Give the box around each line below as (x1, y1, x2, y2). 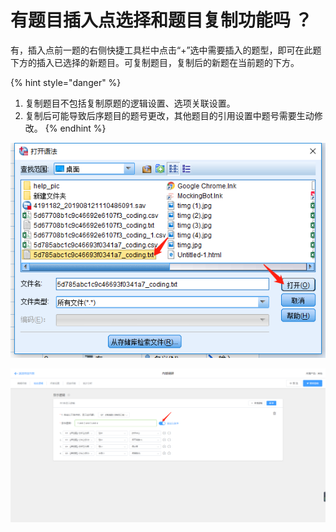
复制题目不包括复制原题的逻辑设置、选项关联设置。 (24, 97, 236, 109)
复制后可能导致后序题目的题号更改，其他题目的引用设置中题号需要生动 (24, 109, 315, 121)
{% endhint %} (44, 122, 107, 134)
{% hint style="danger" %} (10, 76, 122, 88)
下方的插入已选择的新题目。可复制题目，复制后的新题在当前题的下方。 (10, 56, 300, 68)
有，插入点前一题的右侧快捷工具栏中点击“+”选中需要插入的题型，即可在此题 (10, 44, 322, 56)
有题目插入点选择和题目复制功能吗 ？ (10, 9, 313, 32)
